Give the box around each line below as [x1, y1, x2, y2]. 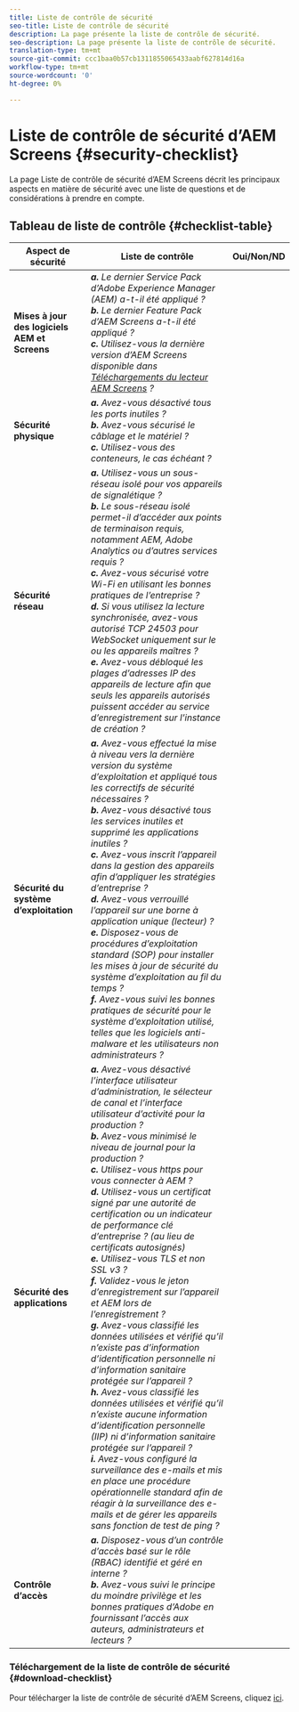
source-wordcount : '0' [9, 71, 93, 80]
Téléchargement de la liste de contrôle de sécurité [9, 1661, 230, 1674]
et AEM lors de [90, 1297, 152, 1310]
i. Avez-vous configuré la [90, 1453, 198, 1465]
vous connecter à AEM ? [90, 1174, 193, 1187]
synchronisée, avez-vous [90, 612, 198, 624]
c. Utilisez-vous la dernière [90, 337, 206, 350]
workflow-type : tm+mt [9, 63, 90, 72]
